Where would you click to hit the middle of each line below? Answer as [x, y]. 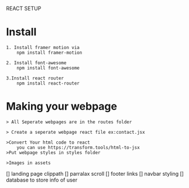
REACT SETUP [24, 8]
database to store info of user [42, 180]
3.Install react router [35, 78]
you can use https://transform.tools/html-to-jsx [78, 147]
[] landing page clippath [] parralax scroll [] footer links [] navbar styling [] [95, 173]
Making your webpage [62, 107]
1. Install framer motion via [43, 47]
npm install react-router [48, 83]
